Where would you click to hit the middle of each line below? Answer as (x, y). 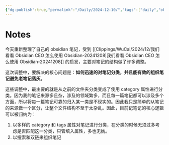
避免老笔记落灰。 (27, 78)
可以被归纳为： (21, 114)
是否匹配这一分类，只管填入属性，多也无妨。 (63, 131)
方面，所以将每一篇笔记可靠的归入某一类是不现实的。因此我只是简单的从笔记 (84, 101)
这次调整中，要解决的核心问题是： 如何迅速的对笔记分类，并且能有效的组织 (82, 72)
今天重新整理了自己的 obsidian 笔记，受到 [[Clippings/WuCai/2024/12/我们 (82, 49)
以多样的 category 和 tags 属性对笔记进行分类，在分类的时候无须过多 (84, 124)
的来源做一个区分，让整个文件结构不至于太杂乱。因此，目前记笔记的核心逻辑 (84, 107)
